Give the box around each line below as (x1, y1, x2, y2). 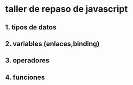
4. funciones (5, 73, 45, 82)
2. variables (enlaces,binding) (5, 39, 100, 48)
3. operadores (5, 57, 50, 65)
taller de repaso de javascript (5, 3, 128, 15)
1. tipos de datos (5, 23, 57, 31)
